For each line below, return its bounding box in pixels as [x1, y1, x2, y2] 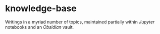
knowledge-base [5, 3, 77, 14]
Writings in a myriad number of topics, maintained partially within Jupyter [5, 19, 155, 25]
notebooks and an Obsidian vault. [5, 24, 74, 30]
